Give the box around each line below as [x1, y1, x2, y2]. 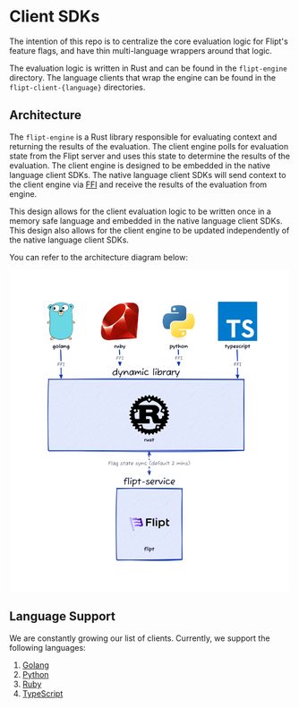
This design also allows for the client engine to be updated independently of [9, 225, 290, 235]
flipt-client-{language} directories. [9, 81, 146, 92]
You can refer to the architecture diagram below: [9, 252, 188, 262]
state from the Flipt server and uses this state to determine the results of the [9, 150, 291, 161]
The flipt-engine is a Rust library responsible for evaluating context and [9, 132, 278, 142]
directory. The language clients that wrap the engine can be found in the [9, 72, 276, 82]
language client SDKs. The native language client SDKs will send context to [9, 169, 286, 180]
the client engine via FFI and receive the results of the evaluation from [9, 179, 268, 190]
